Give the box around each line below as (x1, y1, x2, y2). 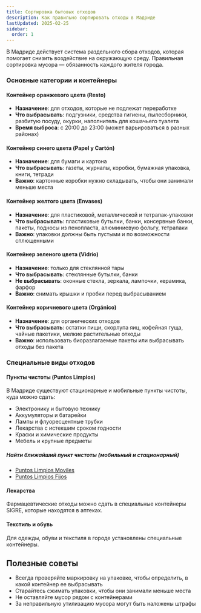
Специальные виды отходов (6, 358, 96, 367)
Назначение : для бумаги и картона (15, 158, 107, 165)
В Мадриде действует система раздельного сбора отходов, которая (6, 48, 184, 55)
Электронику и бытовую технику (15, 405, 101, 413)
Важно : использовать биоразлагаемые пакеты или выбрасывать (15, 337, 185, 344)
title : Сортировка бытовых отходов (6, 8, 96, 15)
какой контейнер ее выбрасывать (15, 581, 103, 588)
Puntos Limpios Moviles (15, 467, 74, 474)
